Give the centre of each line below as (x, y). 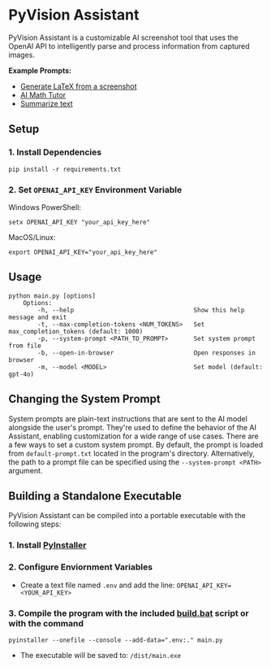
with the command (46, 623)
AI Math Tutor (43, 94)
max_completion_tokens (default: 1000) (76, 331)
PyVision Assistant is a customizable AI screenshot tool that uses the (124, 37)
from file (25, 346)
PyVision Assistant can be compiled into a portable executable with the (127, 516)
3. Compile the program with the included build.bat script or (129, 613)
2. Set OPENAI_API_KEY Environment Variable (95, 190)
